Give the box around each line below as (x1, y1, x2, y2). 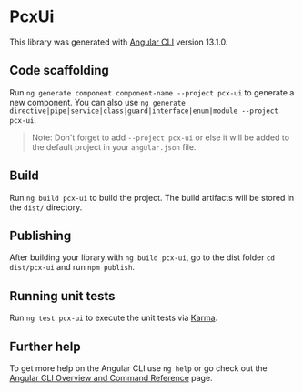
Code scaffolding (9, 63, 109, 78)
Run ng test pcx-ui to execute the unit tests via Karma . (9, 312, 218, 324)
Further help (9, 338, 82, 354)
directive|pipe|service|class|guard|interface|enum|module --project (9, 106, 279, 116)
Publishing (9, 227, 72, 243)
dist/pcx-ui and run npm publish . (9, 262, 135, 273)
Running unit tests (9, 288, 116, 304)
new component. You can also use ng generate (9, 96, 187, 107)
